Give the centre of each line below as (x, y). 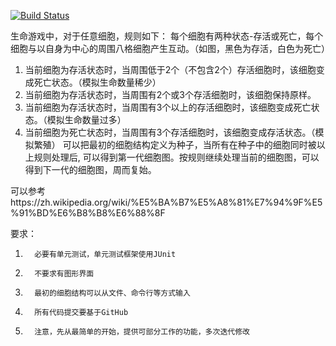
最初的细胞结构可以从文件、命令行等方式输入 (112, 293)
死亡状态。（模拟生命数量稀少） (97, 82)
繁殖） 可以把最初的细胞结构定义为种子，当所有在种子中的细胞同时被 (175, 144)
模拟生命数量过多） (86, 119)
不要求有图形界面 (64, 274)
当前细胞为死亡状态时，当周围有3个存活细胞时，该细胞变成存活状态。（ (170, 132)
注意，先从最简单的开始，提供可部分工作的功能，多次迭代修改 (142, 332)
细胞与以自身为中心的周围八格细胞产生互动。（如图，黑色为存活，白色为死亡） (170, 48)
